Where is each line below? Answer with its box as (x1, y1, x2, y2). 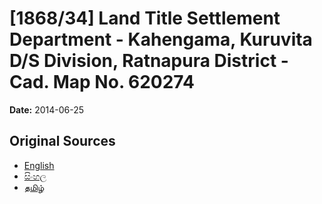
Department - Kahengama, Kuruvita (9, 28, 313, 51)
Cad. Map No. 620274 (9, 71, 195, 94)
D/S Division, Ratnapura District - (9, 50, 289, 72)
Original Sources (9, 133, 116, 150)
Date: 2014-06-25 (9, 103, 85, 116)
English (23, 159, 55, 171)
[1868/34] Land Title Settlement (9, 7, 281, 30)
